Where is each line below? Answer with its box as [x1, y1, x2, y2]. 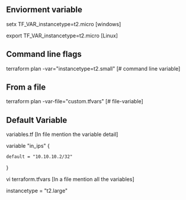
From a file [6, 82, 46, 93]
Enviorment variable [6, 5, 83, 15]
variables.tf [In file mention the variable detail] [6, 131, 118, 138]
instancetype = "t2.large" [6, 187, 68, 195]
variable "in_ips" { [6, 142, 50, 150]
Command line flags [6, 49, 82, 59]
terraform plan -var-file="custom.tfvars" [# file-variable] [6, 98, 143, 105]
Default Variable [6, 115, 68, 125]
